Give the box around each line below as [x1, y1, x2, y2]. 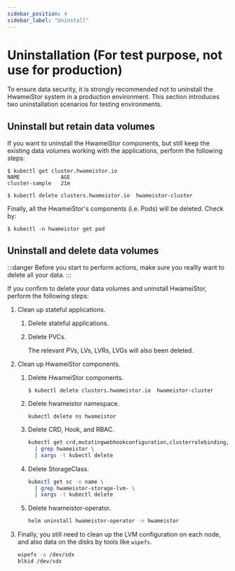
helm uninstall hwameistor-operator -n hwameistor [27, 518, 180, 525]
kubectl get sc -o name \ [27, 478, 104, 485]
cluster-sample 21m [7, 180, 71, 187]
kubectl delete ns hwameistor [27, 413, 117, 420]
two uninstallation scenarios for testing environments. [7, 100, 163, 109]
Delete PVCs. [27, 333, 67, 341]
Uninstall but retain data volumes [7, 120, 156, 132]
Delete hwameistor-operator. [27, 504, 112, 513]
